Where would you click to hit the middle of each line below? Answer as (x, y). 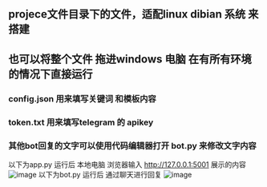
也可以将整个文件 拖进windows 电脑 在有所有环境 (130, 59)
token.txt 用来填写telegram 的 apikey (81, 122)
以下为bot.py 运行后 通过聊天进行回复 (100, 174)
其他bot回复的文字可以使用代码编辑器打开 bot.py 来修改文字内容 (132, 145)
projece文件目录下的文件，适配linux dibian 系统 (127, 14)
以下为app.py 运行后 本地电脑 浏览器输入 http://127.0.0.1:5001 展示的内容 (127, 164)
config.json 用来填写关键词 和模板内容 (82, 98)
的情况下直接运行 (51, 74)
